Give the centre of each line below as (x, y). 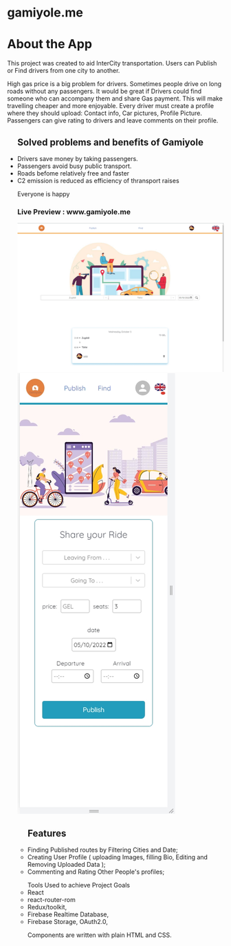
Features (47, 833)
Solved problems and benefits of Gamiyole (110, 142)
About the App (50, 44)
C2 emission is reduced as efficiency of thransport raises (98, 180)
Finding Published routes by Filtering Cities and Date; (102, 850)
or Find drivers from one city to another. (64, 71)
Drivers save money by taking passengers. (78, 158)
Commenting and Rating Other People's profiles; (96, 872)
